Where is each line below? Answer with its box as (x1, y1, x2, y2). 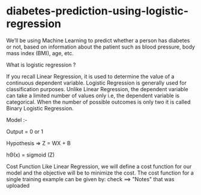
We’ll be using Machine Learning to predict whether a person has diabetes (6, 37, 190, 44)
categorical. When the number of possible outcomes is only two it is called (6, 98, 191, 106)
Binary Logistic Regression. (6, 104, 74, 112)
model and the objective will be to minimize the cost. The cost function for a (6, 169, 194, 176)
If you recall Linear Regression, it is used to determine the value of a (6, 73, 175, 80)
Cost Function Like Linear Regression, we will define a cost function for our (6, 163, 192, 170)
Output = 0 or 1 (6, 128, 44, 135)
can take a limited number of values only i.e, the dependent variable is (6, 92, 180, 99)
